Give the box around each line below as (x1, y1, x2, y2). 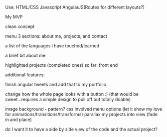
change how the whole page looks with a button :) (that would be (5, 91, 139, 97)
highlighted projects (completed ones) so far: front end (5, 62, 118, 68)
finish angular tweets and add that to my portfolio (5, 82, 106, 87)
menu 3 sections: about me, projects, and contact (5, 33, 107, 39)
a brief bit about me (5, 52, 46, 58)
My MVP (5, 14, 23, 19)
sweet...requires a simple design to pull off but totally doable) (5, 97, 131, 102)
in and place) (5, 117, 32, 123)
